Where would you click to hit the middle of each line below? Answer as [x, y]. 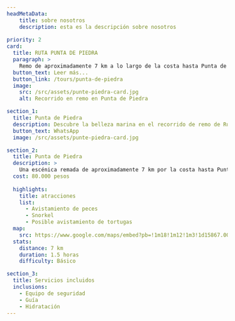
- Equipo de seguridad [52, 293]
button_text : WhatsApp [46, 131]
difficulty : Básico [48, 261]
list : [27, 202]
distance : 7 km [41, 248]
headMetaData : [27, 14]
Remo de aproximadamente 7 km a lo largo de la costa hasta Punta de [123, 66]
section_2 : [22, 150]
